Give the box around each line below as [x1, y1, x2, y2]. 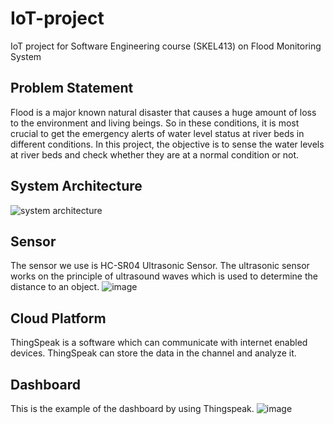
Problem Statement [10, 80, 134, 97]
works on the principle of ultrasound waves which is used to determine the [10, 270, 318, 282]
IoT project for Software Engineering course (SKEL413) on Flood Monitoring [10, 40, 322, 52]
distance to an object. [10, 281, 100, 293]
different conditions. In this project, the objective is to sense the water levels [10, 138, 325, 150]
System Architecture [10, 178, 143, 195]
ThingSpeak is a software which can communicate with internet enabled [10, 337, 308, 349]
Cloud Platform [10, 310, 107, 327]
